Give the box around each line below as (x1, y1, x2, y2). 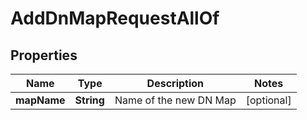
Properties (10, 47, 78, 64)
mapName (15, 93, 66, 107)
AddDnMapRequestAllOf (10, 7, 220, 30)
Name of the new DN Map (114, 93, 237, 107)
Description (146, 77, 205, 90)
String (74, 93, 105, 107)
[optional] (245, 93, 292, 107)
